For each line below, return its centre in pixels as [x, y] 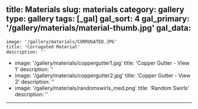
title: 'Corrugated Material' [43, 47]
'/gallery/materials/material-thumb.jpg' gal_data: [99, 28]
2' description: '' [34, 81]
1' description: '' [34, 69]
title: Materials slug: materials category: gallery [95, 10]
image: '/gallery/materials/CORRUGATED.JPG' [62, 42]
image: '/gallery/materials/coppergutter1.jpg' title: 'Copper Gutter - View [102, 63]
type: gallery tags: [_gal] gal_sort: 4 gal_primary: [98, 19]
